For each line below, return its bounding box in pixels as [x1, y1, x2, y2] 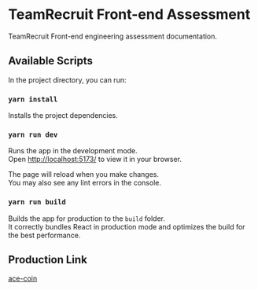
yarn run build [8, 198, 67, 207]
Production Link [8, 253, 88, 266]
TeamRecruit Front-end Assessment [8, 6, 251, 24]
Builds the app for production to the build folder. [8, 214, 166, 223]
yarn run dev [8, 130, 58, 139]
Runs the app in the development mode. [8, 146, 138, 156]
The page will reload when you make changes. [8, 170, 160, 179]
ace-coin [8, 273, 38, 284]
